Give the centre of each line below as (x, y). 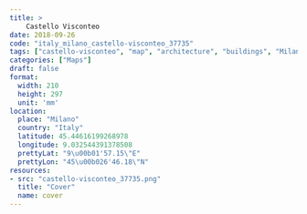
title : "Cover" (47, 188)
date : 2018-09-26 (42, 35)
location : (28, 111)
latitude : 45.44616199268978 (73, 137)
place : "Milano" (48, 119)
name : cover (41, 196)
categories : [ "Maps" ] (51, 60)
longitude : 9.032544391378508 (75, 145)
